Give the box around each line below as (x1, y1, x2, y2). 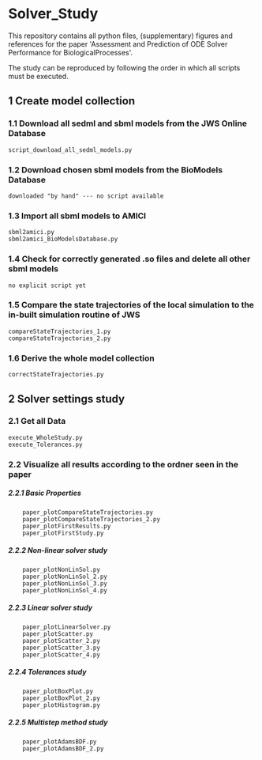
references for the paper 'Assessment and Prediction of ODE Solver (8, 39, 228, 48)
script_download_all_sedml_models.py (8, 146, 133, 154)
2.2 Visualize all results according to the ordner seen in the (8, 459, 239, 470)
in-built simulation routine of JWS (8, 309, 140, 320)
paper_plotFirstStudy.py (22, 529, 104, 537)
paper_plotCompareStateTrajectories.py (22, 508, 154, 516)
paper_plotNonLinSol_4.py (22, 586, 108, 594)
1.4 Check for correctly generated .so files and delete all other (8, 254, 251, 265)
